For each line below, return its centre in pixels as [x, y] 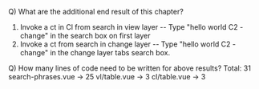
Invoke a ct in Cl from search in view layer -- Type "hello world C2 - [132, 27]
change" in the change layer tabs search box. [95, 53]
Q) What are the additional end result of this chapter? [96, 12]
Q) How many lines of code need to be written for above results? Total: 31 [129, 68]
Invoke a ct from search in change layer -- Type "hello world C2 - [128, 44]
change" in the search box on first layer [85, 36]
